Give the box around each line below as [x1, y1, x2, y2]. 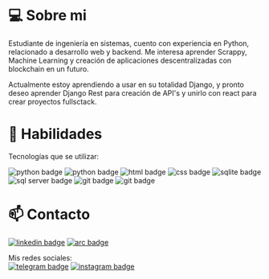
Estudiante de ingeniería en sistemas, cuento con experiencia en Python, [8, 38, 250, 48]
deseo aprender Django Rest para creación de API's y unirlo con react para [8, 88, 257, 97]
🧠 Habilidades [8, 125, 103, 143]
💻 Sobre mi [8, 6, 87, 25]
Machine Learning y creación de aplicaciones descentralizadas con [8, 55, 232, 65]
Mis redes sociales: [8, 252, 72, 262]
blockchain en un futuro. [8, 64, 90, 73]
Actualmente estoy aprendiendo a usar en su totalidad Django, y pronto [8, 80, 245, 89]
